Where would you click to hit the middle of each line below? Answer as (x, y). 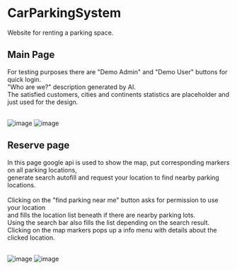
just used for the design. (43, 102)
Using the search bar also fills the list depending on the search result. (109, 222)
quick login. (24, 79)
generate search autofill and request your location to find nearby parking (113, 177)
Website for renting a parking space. (60, 33)
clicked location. (31, 237)
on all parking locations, (42, 170)
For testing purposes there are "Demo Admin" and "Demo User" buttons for (117, 71)
